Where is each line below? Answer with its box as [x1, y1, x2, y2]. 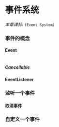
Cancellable [5, 64, 30, 70]
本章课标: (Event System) [5, 21, 55, 27]
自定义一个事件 [5, 116, 40, 123]
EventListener [5, 77, 34, 83]
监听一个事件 [5, 89, 35, 96]
